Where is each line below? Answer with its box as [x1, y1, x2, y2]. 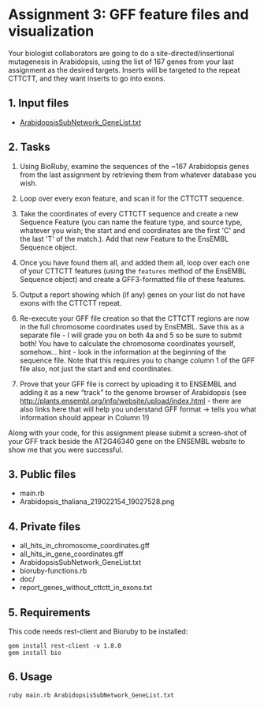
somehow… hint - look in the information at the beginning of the [19, 347, 227, 356]
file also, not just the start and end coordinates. [19, 363, 173, 373]
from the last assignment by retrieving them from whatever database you [19, 170, 257, 179]
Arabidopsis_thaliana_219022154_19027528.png [19, 497, 175, 506]
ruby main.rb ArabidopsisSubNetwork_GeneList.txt [8, 691, 175, 699]
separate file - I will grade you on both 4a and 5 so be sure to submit [19, 330, 243, 340]
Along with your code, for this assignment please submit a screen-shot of [8, 428, 247, 438]
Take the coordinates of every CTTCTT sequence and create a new [19, 209, 239, 218]
